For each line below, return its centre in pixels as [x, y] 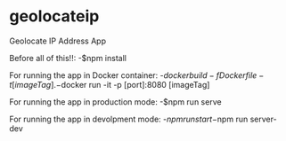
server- [264, 119]
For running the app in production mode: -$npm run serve [115, 102]
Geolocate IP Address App [58, 41]
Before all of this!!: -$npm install [68, 58]
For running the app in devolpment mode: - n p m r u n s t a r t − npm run [129, 119]
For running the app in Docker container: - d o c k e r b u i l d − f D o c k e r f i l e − [137, 75]
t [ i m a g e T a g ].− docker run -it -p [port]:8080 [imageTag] [110, 84]
